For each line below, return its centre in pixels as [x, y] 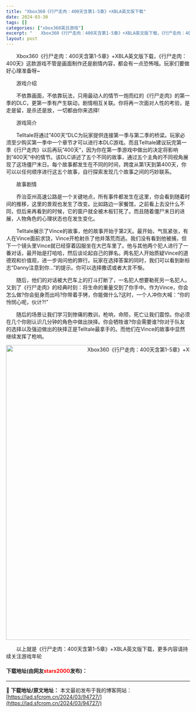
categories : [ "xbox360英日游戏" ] [45, 28]
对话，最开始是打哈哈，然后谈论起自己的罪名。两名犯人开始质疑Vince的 [97, 253]
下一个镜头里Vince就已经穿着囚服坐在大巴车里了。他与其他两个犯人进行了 [95, 246]
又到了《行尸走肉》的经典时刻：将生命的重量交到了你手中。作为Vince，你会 [97, 287]
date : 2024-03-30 [27, 17]
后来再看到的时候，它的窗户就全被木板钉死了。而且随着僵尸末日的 [100, 211]
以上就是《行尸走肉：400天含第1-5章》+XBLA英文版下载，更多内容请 [99, 649]
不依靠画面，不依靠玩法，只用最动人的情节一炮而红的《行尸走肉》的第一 [103, 95]
